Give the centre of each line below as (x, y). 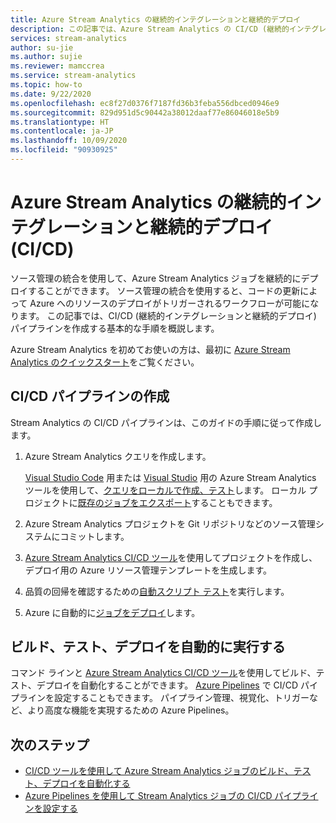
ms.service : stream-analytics (73, 76)
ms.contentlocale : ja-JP (62, 131)
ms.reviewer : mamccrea (57, 66)
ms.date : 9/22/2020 (51, 94)
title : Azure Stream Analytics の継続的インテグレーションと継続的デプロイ (156, 19)
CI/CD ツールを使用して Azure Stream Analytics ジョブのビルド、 (159, 771)
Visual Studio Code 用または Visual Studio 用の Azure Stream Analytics (170, 477)
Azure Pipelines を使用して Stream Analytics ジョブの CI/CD (148, 796)
